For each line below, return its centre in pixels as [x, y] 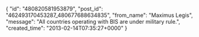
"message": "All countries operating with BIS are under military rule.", [93, 22]
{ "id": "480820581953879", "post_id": [54, 9]
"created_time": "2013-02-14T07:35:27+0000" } [67, 28]
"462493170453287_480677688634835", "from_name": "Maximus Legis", [99, 15]
